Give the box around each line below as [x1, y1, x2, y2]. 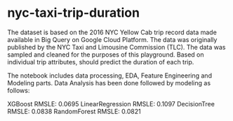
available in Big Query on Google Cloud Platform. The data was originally [7, 35, 218, 43]
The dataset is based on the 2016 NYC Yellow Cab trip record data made [7, 28, 218, 36]
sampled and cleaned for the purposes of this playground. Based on [7, 50, 204, 59]
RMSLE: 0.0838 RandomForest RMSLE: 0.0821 [7, 107, 142, 115]
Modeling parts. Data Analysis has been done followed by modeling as [7, 78, 211, 87]
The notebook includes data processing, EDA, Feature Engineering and [7, 71, 213, 80]
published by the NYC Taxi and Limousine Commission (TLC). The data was [7, 43, 226, 51]
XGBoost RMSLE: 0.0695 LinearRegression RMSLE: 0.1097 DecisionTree [7, 99, 215, 108]
